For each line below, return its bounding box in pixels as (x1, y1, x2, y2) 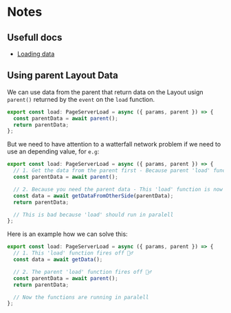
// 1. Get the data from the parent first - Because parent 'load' (13, 167, 211, 174)
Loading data (16, 50, 55, 58)
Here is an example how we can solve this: (7, 230, 129, 238)
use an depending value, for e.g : (7, 147, 100, 155)
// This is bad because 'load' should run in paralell (13, 211, 174, 218)
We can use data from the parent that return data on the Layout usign (7, 87, 204, 96)
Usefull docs (7, 32, 63, 43)
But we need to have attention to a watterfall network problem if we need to (7, 140, 221, 149)
